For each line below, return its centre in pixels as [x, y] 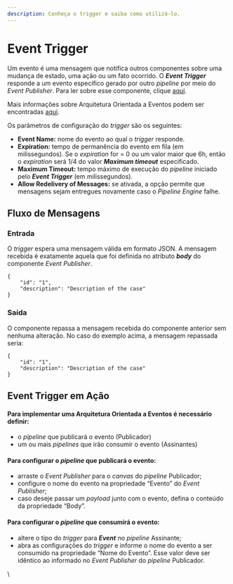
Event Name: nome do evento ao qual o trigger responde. [101, 139]
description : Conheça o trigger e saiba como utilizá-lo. [94, 14]
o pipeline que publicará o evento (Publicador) [85, 437]
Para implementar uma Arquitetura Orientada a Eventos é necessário [109, 414]
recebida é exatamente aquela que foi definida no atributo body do [104, 256]
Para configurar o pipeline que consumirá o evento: [84, 522]
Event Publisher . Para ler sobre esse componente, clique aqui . [97, 90]
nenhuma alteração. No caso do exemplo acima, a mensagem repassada [113, 336]
